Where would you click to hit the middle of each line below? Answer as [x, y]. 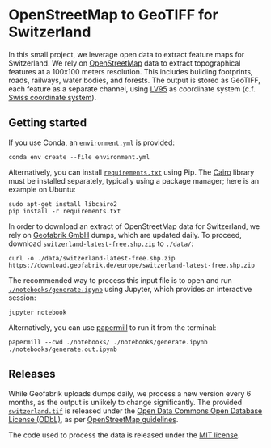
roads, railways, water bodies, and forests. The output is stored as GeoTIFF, [134, 80]
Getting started [48, 123]
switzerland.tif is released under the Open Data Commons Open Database [135, 411]
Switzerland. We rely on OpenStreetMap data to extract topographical [125, 63]
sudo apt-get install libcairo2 [63, 204]
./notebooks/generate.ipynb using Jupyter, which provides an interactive [130, 289]
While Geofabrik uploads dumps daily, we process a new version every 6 [130, 393]
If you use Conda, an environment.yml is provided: [92, 142]
